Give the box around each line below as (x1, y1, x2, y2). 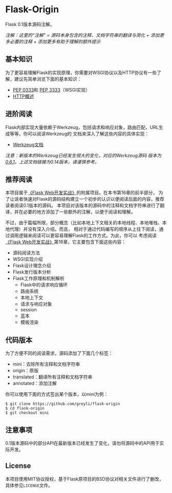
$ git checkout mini (5, 411, 50, 416)
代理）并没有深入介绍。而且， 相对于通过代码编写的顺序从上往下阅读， (9, 226, 159, 232)
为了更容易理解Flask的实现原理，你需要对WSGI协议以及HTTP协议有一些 (5, 69, 157, 75)
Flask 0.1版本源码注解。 (5, 21, 55, 27)
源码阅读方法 (12, 250, 40, 256)
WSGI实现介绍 (12, 256, 43, 262)
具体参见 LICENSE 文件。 (5, 482, 53, 488)
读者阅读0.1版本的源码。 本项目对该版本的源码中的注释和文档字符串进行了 (5, 202, 160, 208)
